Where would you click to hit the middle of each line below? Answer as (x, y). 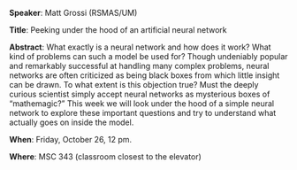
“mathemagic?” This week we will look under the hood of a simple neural (142, 104)
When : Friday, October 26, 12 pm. (71, 139)
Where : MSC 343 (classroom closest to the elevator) (105, 157)
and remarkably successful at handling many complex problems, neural (139, 66)
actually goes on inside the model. (72, 122)
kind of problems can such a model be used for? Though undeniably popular (149, 56)
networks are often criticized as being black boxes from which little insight (145, 75)
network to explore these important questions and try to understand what (143, 113)
